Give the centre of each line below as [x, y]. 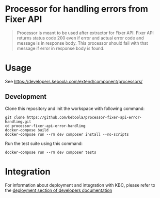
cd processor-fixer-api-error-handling [45, 126]
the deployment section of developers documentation [59, 190]
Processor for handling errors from [77, 9]
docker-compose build [27, 130]
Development [26, 97]
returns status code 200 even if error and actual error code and [80, 38]
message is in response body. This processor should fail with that [82, 43]
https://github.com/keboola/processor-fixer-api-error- [84, 117]
